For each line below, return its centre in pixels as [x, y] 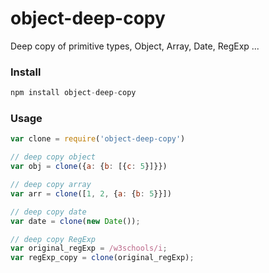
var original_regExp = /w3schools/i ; [89, 248]
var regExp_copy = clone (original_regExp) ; [102, 258]
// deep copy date [48, 212]
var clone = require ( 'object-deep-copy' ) [98, 139]
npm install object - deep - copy [73, 93]
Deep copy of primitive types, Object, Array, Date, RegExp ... [135, 46]
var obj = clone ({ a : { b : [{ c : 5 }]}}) [89, 167]
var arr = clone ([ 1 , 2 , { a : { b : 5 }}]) [91, 193]
